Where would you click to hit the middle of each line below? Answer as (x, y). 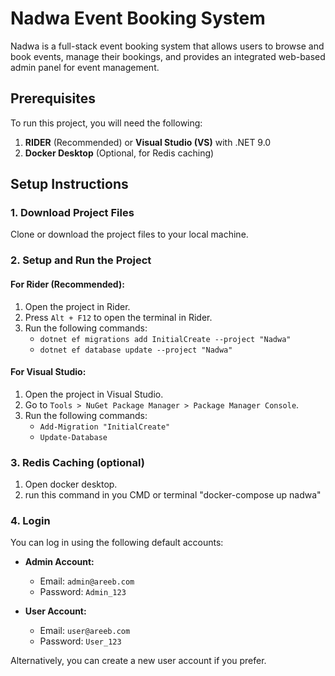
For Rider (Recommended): (67, 284)
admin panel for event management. (85, 67)
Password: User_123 (80, 641)
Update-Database (73, 437)
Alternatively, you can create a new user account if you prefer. (138, 661)
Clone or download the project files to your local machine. (129, 234)
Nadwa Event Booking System (138, 18)
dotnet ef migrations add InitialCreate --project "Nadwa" (165, 339)
